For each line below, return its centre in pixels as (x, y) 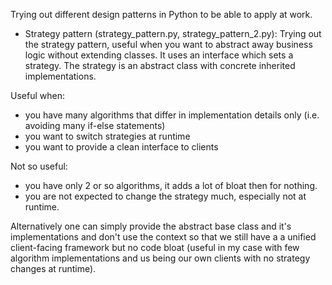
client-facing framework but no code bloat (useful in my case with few (155, 247)
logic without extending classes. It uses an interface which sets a (159, 55)
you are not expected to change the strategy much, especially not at (165, 196)
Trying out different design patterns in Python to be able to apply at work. (161, 14)
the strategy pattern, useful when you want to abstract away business (168, 44)
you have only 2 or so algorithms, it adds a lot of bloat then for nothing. (171, 185)
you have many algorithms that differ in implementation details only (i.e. (172, 115)
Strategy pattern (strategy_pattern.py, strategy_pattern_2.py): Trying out (173, 33)
